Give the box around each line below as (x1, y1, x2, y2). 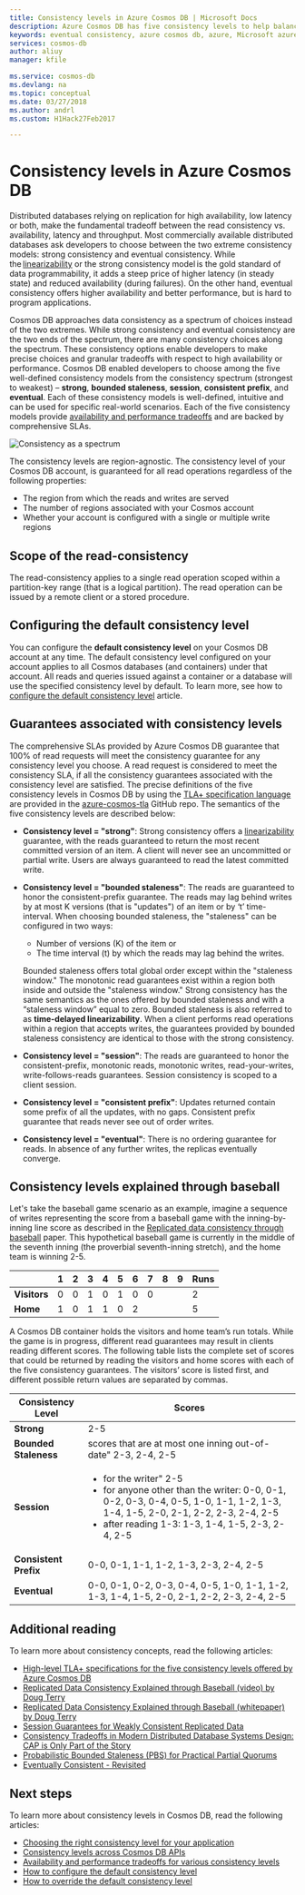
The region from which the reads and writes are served (22, 493, 230, 504)
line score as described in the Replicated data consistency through (34, 1222, 284, 1233)
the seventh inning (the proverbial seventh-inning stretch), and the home (9, 1242, 281, 1252)
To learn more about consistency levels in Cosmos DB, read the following (9, 1810, 283, 1821)
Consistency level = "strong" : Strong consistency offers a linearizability (22, 825, 295, 836)
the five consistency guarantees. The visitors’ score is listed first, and (9, 1365, 270, 1376)
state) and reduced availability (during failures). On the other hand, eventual (9, 278, 293, 289)
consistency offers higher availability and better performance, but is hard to (9, 288, 292, 299)
